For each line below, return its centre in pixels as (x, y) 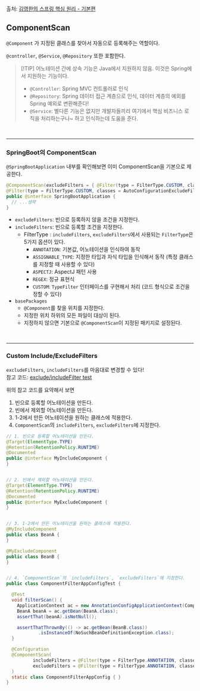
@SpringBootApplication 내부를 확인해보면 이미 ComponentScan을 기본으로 (96, 166)
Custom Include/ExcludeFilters (52, 356)
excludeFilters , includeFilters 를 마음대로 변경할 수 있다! (75, 369)
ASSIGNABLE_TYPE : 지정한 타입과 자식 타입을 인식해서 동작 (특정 (105, 257)
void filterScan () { (37, 600)
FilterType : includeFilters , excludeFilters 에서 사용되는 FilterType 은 (108, 235)
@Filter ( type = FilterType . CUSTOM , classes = (63, 191)
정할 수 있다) (47, 294)
